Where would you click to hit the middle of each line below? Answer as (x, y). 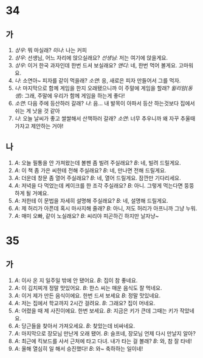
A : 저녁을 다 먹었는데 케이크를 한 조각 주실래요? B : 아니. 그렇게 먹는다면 (98, 185)
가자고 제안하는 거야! (39, 126)
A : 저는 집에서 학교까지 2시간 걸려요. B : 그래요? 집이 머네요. (85, 303)
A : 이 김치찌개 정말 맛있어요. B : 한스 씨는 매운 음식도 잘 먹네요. (88, 288)
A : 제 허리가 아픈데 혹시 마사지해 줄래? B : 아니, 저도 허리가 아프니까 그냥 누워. (106, 208)
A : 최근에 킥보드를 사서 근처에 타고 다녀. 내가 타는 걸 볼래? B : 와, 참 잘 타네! (103, 341)
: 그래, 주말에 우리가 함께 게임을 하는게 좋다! (73, 96)
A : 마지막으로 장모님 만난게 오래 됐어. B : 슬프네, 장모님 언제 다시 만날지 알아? (105, 333)
